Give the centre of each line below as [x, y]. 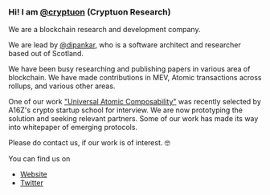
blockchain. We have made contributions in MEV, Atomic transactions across [135, 78]
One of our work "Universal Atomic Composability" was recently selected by [135, 102]
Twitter [32, 183]
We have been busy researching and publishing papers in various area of [129, 69]
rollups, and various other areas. [62, 86]
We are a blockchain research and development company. [104, 30]
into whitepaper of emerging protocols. [73, 128]
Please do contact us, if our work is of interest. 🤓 [89, 143]
